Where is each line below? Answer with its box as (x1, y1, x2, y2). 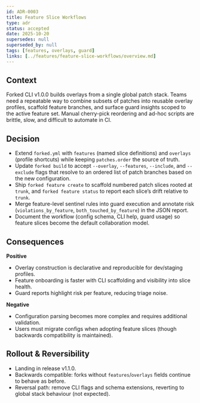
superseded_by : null (6, 42, 58, 48)
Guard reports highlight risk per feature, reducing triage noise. (14, 290, 168, 297)
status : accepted (6, 25, 50, 32)
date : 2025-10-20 (6, 31, 50, 37)
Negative (6, 301, 30, 308)
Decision (6, 134, 40, 144)
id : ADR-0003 (6, 8, 39, 15)
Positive (6, 253, 27, 260)
